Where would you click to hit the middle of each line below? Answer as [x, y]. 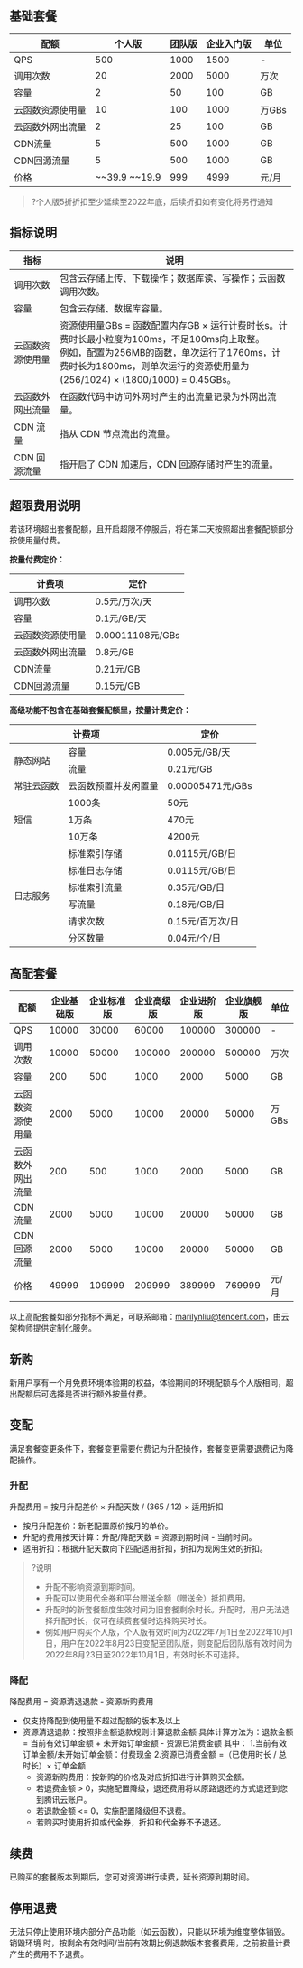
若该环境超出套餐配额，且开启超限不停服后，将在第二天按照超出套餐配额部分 [151, 529]
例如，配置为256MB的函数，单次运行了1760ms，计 [170, 352]
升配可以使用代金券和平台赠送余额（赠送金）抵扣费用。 [147, 1598]
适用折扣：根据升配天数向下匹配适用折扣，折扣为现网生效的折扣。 [145, 1549]
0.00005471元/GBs [210, 786]
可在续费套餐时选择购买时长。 [156, 1621]
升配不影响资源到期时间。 [92, 1587]
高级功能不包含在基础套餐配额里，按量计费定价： [100, 710]
